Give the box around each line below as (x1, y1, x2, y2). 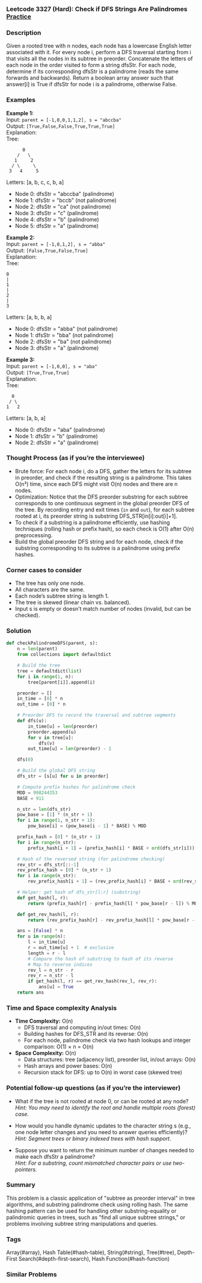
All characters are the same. (14, 586, 85, 593)
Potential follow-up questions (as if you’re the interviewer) (6, 1084, 181, 1092)
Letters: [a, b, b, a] (6, 313, 52, 321)
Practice (6, 12, 31, 20)
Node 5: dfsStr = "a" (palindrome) (14, 222, 99, 229)
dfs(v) (38, 740, 55, 746)
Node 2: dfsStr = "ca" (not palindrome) (14, 203, 111, 210)
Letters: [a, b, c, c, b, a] (6, 178, 64, 186)
